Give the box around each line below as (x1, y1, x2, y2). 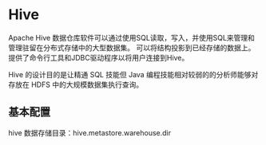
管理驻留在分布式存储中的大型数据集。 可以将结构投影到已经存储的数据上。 (8, 42, 256, 53)
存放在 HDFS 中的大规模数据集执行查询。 (8, 80, 144, 89)
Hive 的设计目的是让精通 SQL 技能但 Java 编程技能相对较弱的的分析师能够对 (8, 69, 259, 79)
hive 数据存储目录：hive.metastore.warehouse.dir (8, 127, 172, 137)
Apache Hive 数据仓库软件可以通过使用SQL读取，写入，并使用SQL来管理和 (8, 33, 256, 42)
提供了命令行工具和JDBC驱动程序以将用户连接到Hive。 (8, 53, 189, 62)
